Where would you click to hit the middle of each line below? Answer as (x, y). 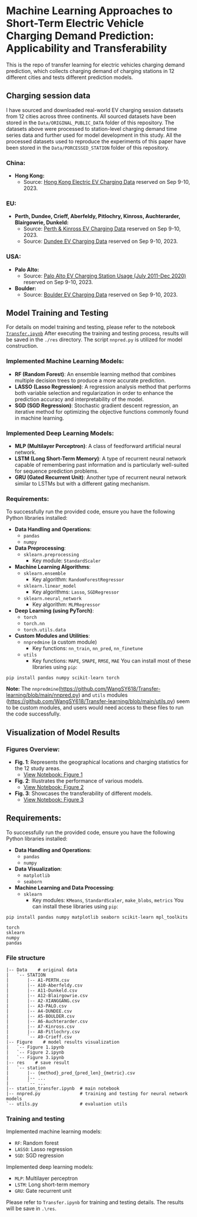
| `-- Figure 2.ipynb (35, 1053)
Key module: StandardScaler (66, 560)
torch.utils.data (45, 630)
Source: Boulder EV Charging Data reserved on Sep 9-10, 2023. (101, 294)
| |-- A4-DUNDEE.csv (39, 1011)
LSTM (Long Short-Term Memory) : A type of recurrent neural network (100, 459)
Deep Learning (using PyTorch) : (54, 611)
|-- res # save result (38, 1063)
